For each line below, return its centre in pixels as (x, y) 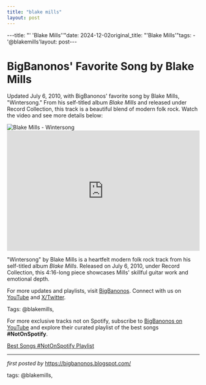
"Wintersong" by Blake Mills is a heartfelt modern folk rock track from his (99, 260)
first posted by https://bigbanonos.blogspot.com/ (69, 364)
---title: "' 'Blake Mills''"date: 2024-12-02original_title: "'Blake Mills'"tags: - (101, 35)
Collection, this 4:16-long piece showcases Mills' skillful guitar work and (98, 273)
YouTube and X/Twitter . (36, 298)
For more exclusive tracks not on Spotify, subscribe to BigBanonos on (95, 321)
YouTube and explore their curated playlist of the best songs (83, 328)
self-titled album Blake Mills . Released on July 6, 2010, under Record (93, 266)
